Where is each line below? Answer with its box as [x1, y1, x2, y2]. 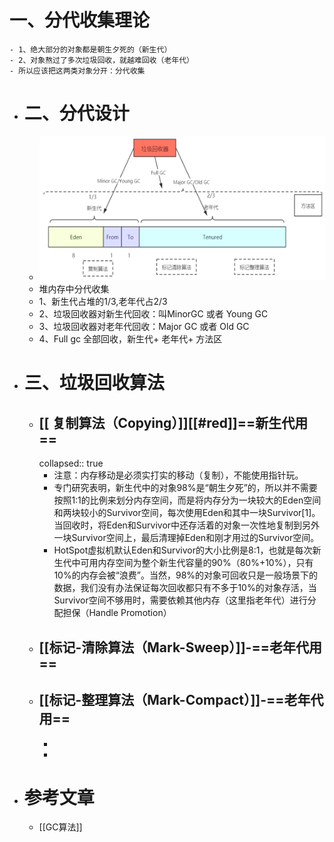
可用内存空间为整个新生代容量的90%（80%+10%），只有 [80, 557, 314, 569]
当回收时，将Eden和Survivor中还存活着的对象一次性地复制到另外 [53, 519, 321, 531]
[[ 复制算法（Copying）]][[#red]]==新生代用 [38, 414, 309, 431]
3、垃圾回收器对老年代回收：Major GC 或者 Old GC [38, 321, 250, 333]
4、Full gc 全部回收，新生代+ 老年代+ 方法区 [38, 333, 223, 345]
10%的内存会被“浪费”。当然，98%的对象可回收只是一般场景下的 [53, 569, 319, 581]
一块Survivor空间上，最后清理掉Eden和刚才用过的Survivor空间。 [53, 532, 320, 544]
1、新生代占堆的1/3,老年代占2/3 [38, 296, 168, 308]
